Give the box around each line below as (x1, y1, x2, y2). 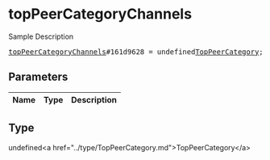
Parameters (8, 70, 69, 84)
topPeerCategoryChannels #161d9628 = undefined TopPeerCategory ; (8, 47, 264, 57)
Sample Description (8, 32, 74, 41)
